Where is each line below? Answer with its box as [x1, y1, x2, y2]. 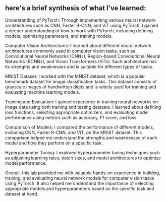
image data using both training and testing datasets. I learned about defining [5, 104, 162, 110]
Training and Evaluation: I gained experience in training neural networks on [5, 99, 158, 105]
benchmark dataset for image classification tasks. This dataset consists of [5, 78, 157, 84]
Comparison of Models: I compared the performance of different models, [5, 124, 155, 130]
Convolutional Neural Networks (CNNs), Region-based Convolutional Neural [5, 53, 161, 59]
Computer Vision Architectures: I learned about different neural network [5, 42, 152, 49]
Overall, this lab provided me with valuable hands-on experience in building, [5, 170, 161, 176]
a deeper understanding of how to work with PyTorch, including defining [5, 27, 153, 34]
